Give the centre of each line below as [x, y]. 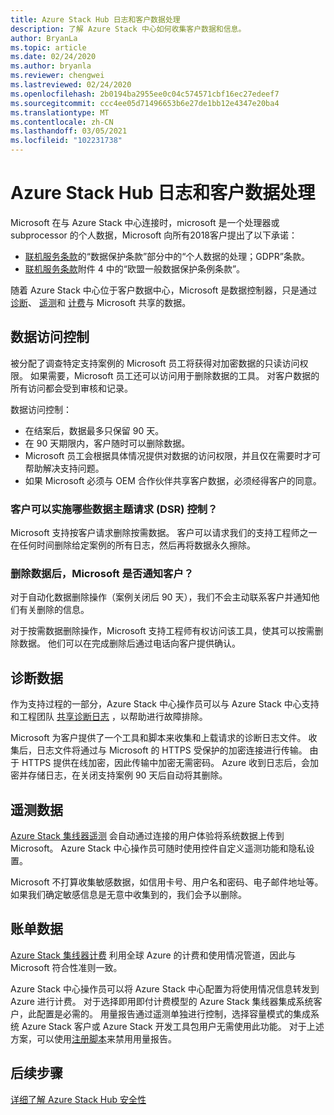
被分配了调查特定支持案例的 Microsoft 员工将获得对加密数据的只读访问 [155, 363]
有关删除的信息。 [54, 610]
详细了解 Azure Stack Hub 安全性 [78, 1099]
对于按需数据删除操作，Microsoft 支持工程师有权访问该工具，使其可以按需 [162, 631]
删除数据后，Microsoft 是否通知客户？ [102, 573]
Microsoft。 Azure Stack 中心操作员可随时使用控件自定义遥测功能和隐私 [158, 848]
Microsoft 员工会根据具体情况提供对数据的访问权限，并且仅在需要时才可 [173, 455]
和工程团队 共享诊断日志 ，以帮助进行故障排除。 [109, 717]
